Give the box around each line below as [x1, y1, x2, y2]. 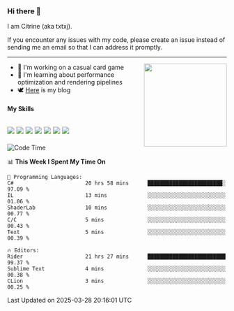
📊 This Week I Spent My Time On [7, 157, 106, 166]
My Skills [7, 104, 35, 113]
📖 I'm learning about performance [17, 71, 115, 79]
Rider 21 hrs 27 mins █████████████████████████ [7, 253, 226, 260]
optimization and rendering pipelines [17, 78, 123, 87]
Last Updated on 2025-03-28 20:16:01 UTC [7, 296, 132, 304]
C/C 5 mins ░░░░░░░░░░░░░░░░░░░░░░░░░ [7, 216, 226, 223]
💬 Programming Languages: [7, 173, 82, 180]
